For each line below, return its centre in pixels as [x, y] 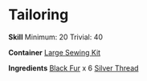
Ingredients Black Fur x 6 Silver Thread [73, 68]
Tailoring [39, 15]
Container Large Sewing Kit [55, 52]
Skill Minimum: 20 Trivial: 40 [55, 37]
